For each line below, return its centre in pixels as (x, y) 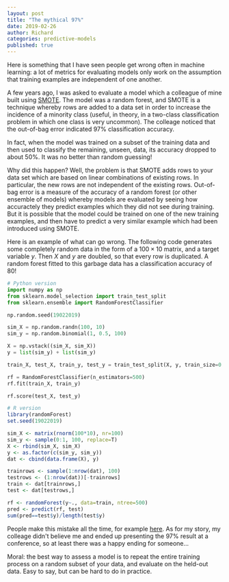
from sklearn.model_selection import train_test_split (87, 296)
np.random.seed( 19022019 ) (44, 315)
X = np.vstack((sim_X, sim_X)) (52, 346)
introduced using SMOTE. (43, 228)
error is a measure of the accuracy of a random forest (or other (108, 192)
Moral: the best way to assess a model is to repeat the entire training (104, 557)
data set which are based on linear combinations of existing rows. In (103, 178)
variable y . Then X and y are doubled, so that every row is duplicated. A (108, 256)
